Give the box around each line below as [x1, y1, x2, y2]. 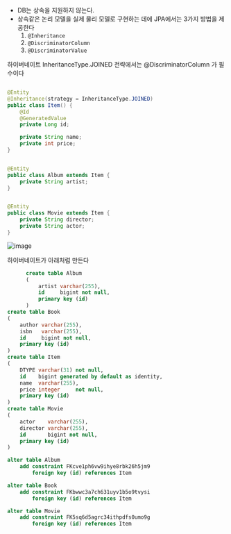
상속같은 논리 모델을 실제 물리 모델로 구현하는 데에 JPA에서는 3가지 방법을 [17, 15, 217, 23]
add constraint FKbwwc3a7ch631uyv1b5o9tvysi [19, 488, 151, 495]
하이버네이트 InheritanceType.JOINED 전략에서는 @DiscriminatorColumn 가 [7, 60, 217, 68]
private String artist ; [19, 178, 89, 185]
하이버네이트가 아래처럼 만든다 [7, 256, 89, 264]
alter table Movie [7, 508, 60, 515]
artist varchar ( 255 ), [37, 283, 101, 290]
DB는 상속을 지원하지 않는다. [17, 6, 95, 14]
